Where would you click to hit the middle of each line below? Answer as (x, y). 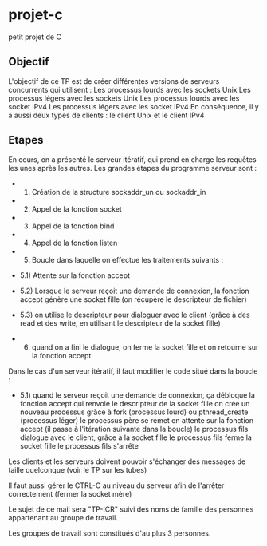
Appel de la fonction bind (73, 226)
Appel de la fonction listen (75, 243)
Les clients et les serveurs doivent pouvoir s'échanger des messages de (127, 461)
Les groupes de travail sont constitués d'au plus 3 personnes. (110, 533)
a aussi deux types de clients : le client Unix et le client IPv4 (106, 115)
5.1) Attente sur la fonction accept (75, 275)
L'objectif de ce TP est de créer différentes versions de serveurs (114, 81)
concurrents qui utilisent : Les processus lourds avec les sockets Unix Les (130, 89)
